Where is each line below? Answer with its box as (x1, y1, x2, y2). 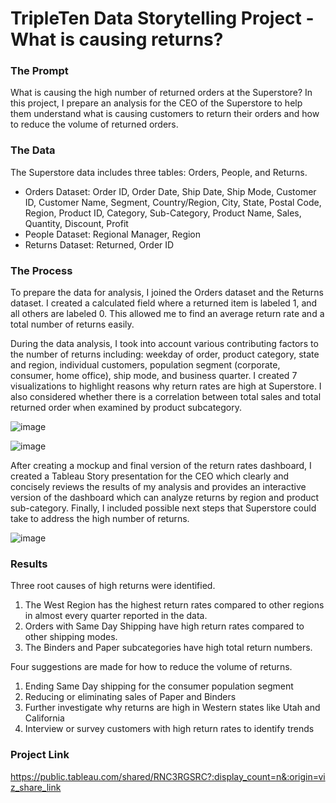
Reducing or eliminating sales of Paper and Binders (24, 691, 237, 703)
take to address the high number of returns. (10, 513, 190, 525)
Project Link (10, 748, 70, 762)
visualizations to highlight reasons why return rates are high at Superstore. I (10, 380, 322, 392)
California (24, 712, 65, 724)
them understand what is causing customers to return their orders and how (10, 108, 320, 120)
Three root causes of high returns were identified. (10, 580, 216, 592)
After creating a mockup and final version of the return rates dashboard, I (10, 460, 312, 472)
